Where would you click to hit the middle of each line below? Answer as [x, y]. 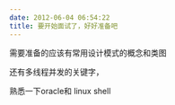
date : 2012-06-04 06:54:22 [60, 17]
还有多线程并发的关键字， [57, 72]
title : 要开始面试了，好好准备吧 [64, 26]
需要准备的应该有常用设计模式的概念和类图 [88, 52]
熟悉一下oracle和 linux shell [60, 91]
